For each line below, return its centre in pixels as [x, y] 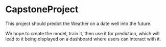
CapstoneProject [42, 9]
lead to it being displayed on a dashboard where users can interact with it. [83, 39]
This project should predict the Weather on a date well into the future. [78, 24]
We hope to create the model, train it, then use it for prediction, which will [82, 33]
